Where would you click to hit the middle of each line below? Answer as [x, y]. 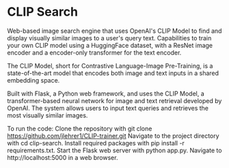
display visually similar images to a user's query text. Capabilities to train [109, 38]
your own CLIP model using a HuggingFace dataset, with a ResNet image [110, 45]
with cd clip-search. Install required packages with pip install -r [96, 143]
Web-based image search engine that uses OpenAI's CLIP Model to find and [114, 31]
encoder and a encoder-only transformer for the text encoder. [94, 53]
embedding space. [33, 80]
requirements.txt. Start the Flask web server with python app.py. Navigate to [114, 150]
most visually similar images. [48, 115]
